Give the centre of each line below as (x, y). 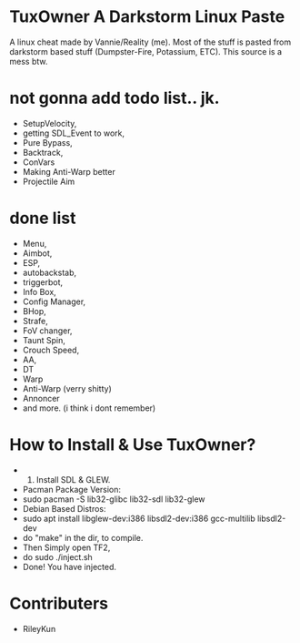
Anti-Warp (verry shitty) (67, 388)
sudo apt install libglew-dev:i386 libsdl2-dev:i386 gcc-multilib (139, 518)
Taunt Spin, (44, 340)
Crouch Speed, (51, 350)
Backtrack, (43, 152)
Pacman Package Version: (71, 489)
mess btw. (29, 61)
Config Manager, (54, 301)
